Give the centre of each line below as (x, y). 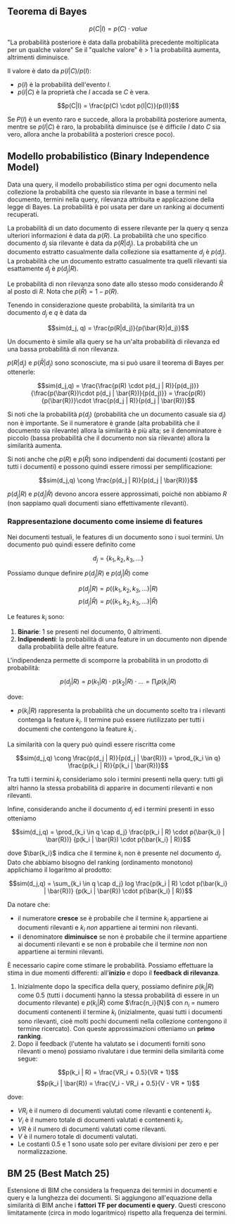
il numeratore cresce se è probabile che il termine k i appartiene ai (113, 919)
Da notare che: (29, 905)
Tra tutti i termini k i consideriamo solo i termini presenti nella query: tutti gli (115, 780)
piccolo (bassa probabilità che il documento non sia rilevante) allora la (109, 438)
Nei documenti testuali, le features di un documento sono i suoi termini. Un (115, 537)
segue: (27, 1058)
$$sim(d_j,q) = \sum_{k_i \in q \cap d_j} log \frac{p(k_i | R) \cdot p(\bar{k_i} (118, 884)
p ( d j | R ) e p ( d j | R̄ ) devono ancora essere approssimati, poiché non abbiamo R (117, 495)
